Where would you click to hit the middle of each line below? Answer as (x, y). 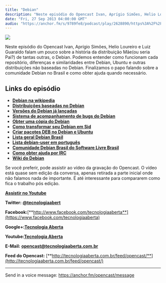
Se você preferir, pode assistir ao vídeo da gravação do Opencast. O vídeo (81, 168)
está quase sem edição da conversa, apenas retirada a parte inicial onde (79, 173)
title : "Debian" (22, 10)
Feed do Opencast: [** (29, 256)
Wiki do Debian (28, 158)
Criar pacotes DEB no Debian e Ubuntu (53, 132)
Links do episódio (33, 89)
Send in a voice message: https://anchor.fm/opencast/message (70, 275)
